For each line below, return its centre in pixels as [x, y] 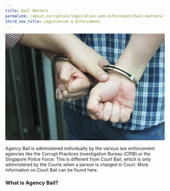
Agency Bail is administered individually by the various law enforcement [80, 148]
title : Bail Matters [27, 11]
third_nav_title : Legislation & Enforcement [53, 21]
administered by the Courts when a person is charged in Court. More [77, 164]
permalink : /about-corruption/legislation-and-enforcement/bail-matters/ [85, 16]
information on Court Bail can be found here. [52, 170]
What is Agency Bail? [32, 183]
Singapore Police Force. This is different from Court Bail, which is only [78, 159]
